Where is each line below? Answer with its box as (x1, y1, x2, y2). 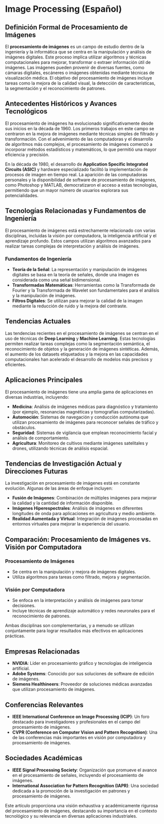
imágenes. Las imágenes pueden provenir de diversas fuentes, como (5, 65, 144, 70)
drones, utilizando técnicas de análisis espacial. (12, 445, 109, 451)
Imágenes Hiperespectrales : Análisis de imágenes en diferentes (12, 505, 143, 511)
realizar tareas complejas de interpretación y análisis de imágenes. (5, 243, 140, 249)
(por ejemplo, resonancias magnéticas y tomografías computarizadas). (12, 409, 155, 414)
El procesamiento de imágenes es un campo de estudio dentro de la (5, 44, 144, 50)
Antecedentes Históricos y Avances (5, 100, 117, 108)
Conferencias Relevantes (5, 701, 84, 709)
